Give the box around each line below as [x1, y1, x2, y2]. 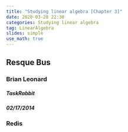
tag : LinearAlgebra [6, 25, 54, 31]
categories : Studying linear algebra [6, 19, 99, 25]
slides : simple [6, 31, 44, 36]
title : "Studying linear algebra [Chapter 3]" [6, 8, 123, 15]
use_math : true [6, 36, 44, 42]
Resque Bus [6, 57, 51, 67]
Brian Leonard [6, 75, 47, 83]
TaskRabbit [6, 89, 35, 97]
